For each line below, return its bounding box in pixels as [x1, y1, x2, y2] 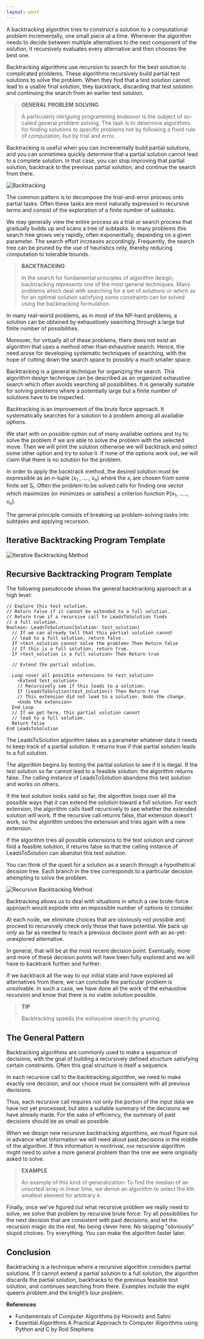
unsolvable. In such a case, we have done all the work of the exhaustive [6, 985, 187, 992]
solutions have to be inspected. [6, 393, 85, 400]
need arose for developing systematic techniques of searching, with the [6, 349, 187, 357]
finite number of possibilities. [6, 324, 79, 332]
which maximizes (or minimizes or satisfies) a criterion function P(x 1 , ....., [6, 490, 189, 499]
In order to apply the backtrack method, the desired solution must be [6, 467, 179, 475]
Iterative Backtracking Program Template [6, 535, 166, 545]
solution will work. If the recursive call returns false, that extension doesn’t [6, 812, 193, 819]
